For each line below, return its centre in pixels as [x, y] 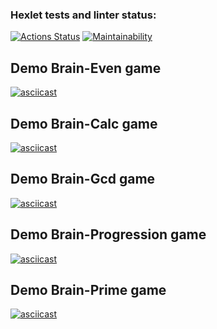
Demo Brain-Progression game [108, 234]
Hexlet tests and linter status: [83, 15]
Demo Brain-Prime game [88, 289]
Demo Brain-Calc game [84, 123]
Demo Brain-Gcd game [83, 179]
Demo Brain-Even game [86, 68]
